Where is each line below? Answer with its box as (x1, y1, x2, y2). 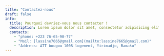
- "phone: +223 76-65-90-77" (14, 35, 73, 39)
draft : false (5, 12, 32, 17)
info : (5, 16, 16, 21)
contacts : (9, 30, 29, 35)
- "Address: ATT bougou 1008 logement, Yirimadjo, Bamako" (14, 43, 137, 48)
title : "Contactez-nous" (5, 7, 56, 12)
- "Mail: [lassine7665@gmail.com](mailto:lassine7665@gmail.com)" (14, 39, 152, 44)
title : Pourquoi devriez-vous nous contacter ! (9, 20, 108, 26)
